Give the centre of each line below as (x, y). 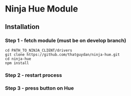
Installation (22, 27)
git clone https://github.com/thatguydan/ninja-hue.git (62, 55)
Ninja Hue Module (42, 9)
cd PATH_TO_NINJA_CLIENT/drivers (39, 50)
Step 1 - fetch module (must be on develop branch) (66, 41)
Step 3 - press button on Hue (39, 88)
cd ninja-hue (18, 59)
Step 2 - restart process (34, 75)
